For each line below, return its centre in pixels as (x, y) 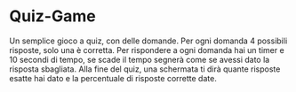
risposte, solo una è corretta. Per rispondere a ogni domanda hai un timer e (147, 50)
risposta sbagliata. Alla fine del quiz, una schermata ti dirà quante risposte (145, 69)
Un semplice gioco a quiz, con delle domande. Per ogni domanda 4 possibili (148, 41)
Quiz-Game (52, 16)
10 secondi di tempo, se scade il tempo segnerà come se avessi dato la (140, 59)
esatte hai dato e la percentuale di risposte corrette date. (113, 78)
